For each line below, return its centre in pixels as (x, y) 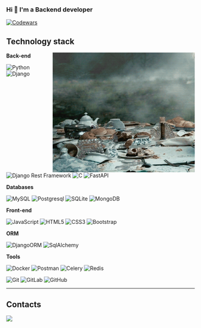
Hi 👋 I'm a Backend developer (49, 10)
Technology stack (40, 41)
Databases (20, 187)
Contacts (24, 304)
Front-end (19, 210)
